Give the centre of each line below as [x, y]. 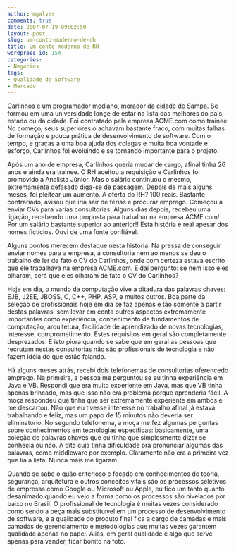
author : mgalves [31, 14]
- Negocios [23, 66]
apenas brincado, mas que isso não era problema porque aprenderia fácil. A [118, 393]
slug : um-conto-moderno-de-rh [52, 40]
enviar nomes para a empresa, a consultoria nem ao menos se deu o [107, 253]
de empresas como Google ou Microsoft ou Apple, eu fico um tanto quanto [116, 489]
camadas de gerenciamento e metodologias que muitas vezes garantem [112, 527]
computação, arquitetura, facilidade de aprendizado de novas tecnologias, [115, 327]
